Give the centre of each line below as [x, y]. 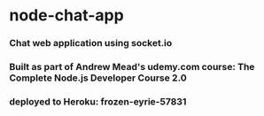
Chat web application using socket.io [91, 43]
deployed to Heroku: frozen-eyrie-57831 [98, 101]
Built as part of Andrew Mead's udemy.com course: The [132, 67]
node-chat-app [66, 15]
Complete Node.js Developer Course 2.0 [98, 78]
